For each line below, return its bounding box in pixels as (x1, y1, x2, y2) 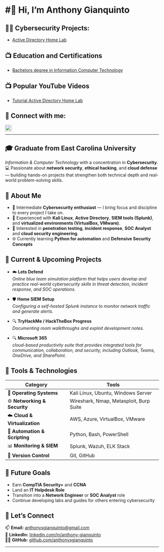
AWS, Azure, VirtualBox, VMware (70, 416, 145, 423)
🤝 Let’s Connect (5, 511, 54, 520)
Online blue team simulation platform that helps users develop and (12, 276, 146, 281)
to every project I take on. (12, 210, 64, 216)
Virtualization (7, 420, 40, 427)
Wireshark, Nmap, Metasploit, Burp (70, 397, 150, 404)
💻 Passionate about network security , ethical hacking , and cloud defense (5, 165, 158, 171)
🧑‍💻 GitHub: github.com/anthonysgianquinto (5, 537, 93, 543)
